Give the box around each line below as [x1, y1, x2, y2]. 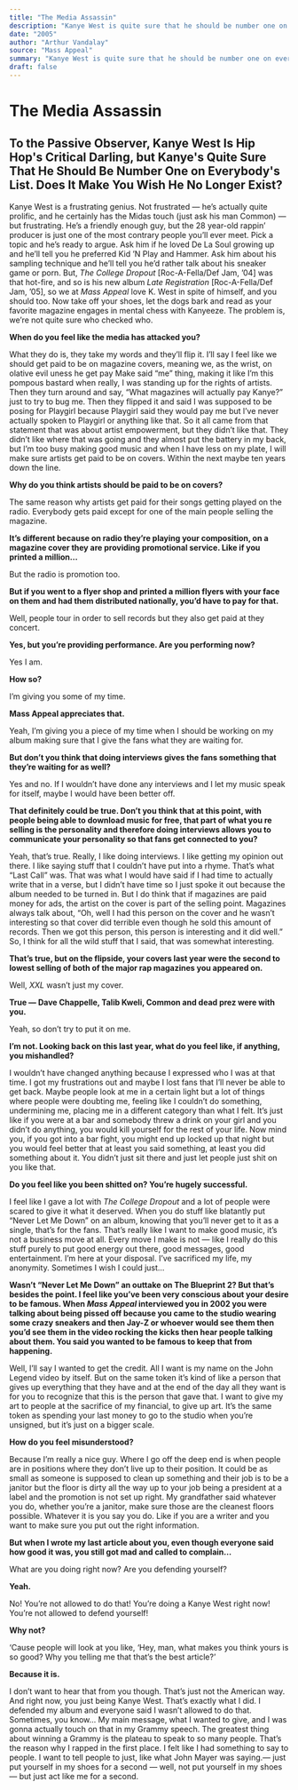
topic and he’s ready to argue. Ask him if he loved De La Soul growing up [9, 239, 275, 250]
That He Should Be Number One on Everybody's [9, 163, 281, 179]
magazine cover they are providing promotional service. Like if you [9, 542, 261, 553]
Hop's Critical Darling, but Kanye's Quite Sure [9, 150, 267, 165]
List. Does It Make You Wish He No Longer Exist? [9, 178, 283, 193]
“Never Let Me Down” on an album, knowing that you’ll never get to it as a [9, 1214, 279, 1226]
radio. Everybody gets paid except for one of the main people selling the [9, 505, 273, 516]
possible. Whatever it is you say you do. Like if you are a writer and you [9, 1510, 270, 1521]
